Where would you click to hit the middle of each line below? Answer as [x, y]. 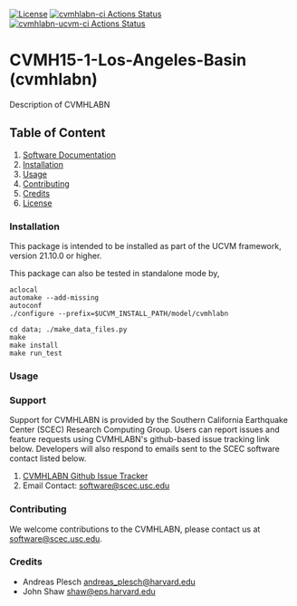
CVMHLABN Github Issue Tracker [85, 476]
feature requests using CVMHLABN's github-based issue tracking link [139, 439]
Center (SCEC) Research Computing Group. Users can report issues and [145, 429]
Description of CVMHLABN [60, 104]
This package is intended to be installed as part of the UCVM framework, [146, 246]
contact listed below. [48, 458]
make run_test [36, 353]
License [37, 203]
